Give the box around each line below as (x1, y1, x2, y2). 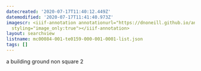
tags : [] (6, 42, 28, 48)
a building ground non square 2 (6, 57, 84, 65)
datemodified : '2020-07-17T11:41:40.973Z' (6, 14, 114, 20)
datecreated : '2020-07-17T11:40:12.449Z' (6, 8, 111, 15)
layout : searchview (6, 31, 55, 37)
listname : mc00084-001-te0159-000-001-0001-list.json (6, 36, 144, 42)
